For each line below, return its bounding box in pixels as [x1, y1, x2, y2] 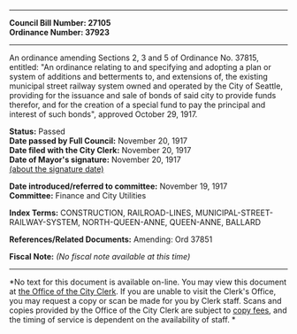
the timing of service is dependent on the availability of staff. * [9, 315, 236, 324]
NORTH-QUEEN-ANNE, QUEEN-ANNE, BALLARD [82, 217, 262, 227]
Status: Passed [9, 126, 66, 136]
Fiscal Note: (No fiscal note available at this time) [9, 252, 191, 261]
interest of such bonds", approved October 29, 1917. [9, 109, 198, 120]
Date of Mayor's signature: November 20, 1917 [9, 154, 181, 165]
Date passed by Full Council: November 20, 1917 [9, 136, 188, 146]
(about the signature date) [9, 164, 104, 174]
